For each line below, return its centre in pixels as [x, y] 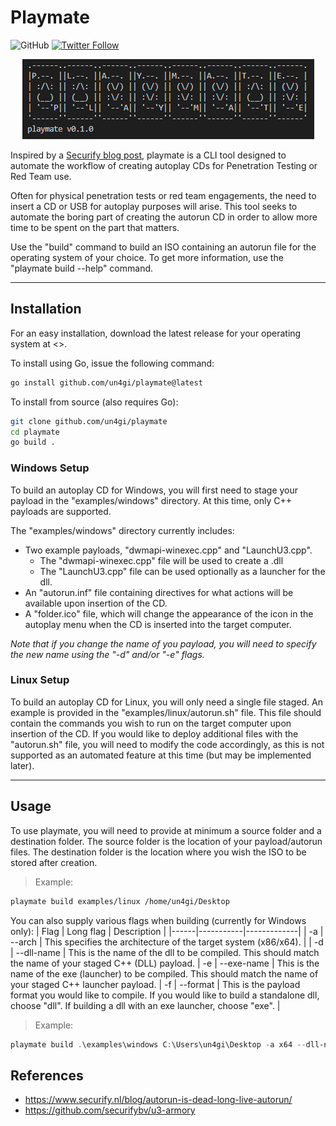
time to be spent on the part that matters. [95, 227]
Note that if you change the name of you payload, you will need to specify [163, 643]
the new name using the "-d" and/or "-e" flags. [107, 654]
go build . [33, 442]
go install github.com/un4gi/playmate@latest [106, 382]
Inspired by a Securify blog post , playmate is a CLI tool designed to [148, 155]
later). [22, 765]
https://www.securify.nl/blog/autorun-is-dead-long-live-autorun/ [158, 1100]
